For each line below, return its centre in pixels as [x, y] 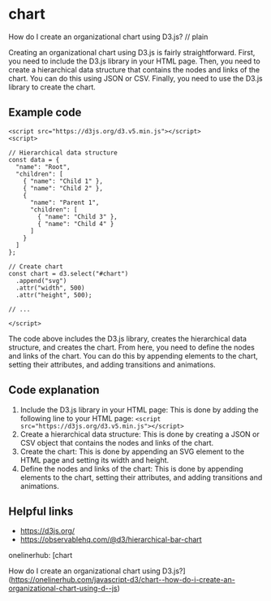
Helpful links [41, 511]
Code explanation [54, 390]
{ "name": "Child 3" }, [77, 216]
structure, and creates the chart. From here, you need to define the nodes [132, 347]
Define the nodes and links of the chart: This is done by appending [131, 468]
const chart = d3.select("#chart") [69, 273]
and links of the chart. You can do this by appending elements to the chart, [133, 355]
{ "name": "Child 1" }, [63, 181]
